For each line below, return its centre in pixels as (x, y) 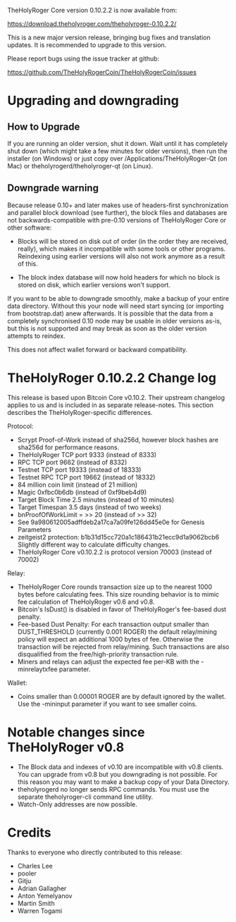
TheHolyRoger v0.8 (66, 747)
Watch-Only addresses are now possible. (77, 804)
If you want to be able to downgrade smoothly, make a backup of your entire (118, 298)
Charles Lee (35, 866)
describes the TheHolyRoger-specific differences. (80, 412)
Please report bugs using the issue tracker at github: (83, 58)
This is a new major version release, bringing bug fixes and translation (109, 37)
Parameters (34, 529)
